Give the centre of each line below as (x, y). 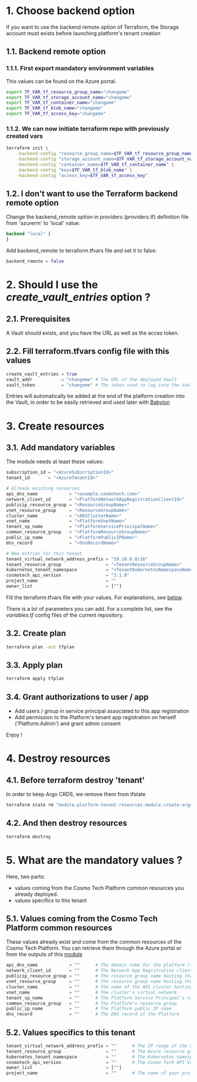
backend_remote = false (35, 261)
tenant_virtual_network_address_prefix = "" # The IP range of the (97, 1046)
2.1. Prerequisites (38, 319)
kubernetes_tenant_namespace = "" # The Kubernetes (90, 1057)
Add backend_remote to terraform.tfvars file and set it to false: (81, 251)
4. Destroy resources (58, 759)
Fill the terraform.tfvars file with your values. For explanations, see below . (95, 597)
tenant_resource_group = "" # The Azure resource (95, 1051)
